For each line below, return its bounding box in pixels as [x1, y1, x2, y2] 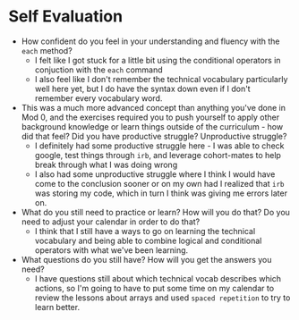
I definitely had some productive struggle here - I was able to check [34, 140, 285, 151]
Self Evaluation [8, 6, 123, 27]
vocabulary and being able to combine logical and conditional [34, 235, 262, 246]
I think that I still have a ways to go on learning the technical [34, 225, 256, 236]
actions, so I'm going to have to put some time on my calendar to [34, 282, 275, 293]
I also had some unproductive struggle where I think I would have [34, 168, 276, 180]
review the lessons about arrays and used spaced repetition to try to [34, 292, 291, 303]
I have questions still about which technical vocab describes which [34, 273, 282, 283]
